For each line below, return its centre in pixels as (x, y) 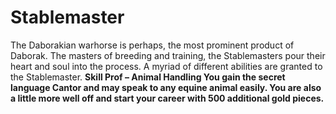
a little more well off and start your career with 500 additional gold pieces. (167, 98)
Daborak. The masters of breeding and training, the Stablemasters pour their (168, 55)
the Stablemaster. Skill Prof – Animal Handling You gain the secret (148, 77)
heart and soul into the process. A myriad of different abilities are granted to (166, 66)
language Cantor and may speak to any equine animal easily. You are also (166, 87)
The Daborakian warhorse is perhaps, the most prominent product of (152, 45)
